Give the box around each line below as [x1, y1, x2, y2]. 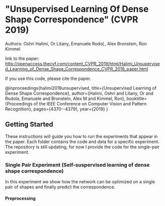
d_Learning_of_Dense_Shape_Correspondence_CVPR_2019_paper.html [5, 66, 148, 72]
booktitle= [126, 95, 147, 102]
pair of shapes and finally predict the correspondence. [5, 184, 115, 190]
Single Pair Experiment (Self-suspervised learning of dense [5, 161, 150, 168]
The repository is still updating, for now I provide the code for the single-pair [5, 144, 160, 150]
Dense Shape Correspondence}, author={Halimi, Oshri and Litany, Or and [5, 90, 154, 96]
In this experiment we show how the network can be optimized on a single [5, 179, 156, 185]
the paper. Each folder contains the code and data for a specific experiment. [5, 138, 160, 144]
